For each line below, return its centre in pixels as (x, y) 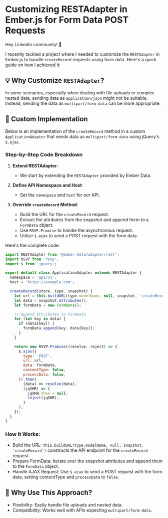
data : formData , (40, 365)
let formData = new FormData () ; (48, 305)
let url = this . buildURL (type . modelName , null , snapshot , (76, 296)
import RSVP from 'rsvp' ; (32, 259)
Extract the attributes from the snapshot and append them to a (84, 220)
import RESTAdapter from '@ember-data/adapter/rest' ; (62, 254)
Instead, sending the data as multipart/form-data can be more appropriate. (83, 103)
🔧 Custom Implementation (47, 119)
